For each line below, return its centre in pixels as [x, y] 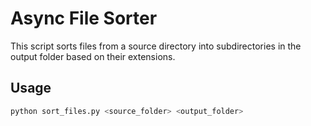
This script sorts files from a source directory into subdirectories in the [156, 46]
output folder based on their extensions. [93, 56]
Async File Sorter [84, 18]
